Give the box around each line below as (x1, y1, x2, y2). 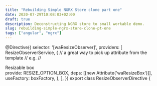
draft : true (5, 16, 30, 21)
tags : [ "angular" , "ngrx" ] (5, 30, 62, 35)
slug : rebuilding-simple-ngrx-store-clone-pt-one (5, 26, 111, 31)
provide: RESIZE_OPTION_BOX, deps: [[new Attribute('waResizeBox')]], (5, 70, 152, 75)
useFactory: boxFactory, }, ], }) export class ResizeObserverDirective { (5, 75, 151, 81)
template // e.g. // (5, 55, 42, 60)
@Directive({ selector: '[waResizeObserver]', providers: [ (5, 44, 123, 50)
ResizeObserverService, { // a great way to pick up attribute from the (5, 49, 147, 55)
